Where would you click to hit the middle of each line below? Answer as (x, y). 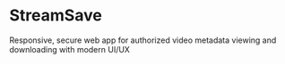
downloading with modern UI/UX (69, 49)
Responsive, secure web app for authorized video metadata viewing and (143, 40)
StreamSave (56, 16)
